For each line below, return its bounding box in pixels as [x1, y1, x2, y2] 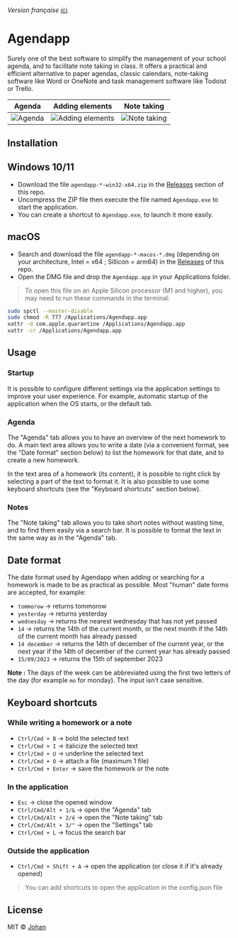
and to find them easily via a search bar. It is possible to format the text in [7, 526, 222, 535]
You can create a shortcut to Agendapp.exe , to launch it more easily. [17, 210, 214, 219]
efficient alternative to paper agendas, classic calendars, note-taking [7, 69, 209, 77]
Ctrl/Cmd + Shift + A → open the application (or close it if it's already [17, 862, 223, 871]
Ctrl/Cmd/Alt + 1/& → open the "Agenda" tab [17, 806, 152, 814]
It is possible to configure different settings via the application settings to [7, 384, 220, 393]
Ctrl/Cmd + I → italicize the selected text [17, 741, 138, 750]
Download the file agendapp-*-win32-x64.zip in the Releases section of [17, 180, 225, 188]
